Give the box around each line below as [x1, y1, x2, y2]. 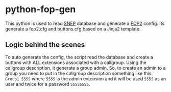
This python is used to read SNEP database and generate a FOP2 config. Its [5, 20, 165, 26]
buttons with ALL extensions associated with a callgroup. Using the [5, 59, 146, 66]
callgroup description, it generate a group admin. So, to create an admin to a [5, 65, 166, 71]
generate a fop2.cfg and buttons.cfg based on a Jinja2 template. [5, 25, 141, 32]
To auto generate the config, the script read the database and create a [5, 54, 153, 60]
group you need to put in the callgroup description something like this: [5, 70, 153, 76]
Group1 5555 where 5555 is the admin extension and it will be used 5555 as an [5, 75, 166, 82]
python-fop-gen [5, 4, 76, 15]
